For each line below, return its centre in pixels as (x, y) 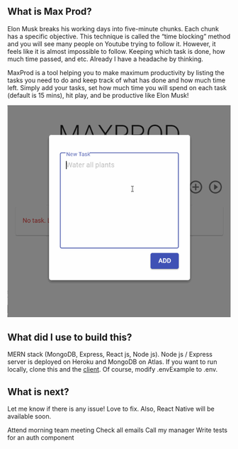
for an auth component (41, 437)
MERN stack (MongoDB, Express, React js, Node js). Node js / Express (110, 355)
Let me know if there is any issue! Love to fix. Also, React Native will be (111, 409)
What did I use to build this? (70, 337)
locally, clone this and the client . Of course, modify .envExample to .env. (113, 370)
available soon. (29, 416)
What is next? (38, 392)
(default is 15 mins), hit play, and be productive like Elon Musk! (98, 95)
